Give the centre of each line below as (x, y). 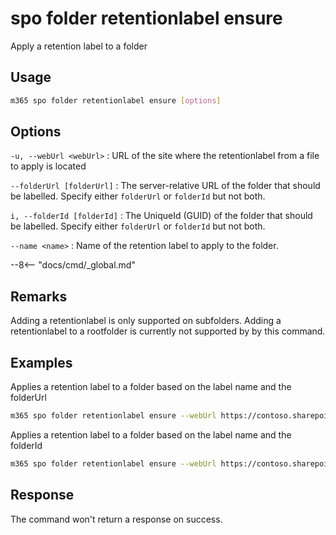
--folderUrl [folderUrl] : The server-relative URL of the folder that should (165, 186)
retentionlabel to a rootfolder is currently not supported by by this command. (168, 331)
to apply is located (48, 166)
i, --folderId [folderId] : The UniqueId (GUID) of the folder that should (161, 216)
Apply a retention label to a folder (79, 46)
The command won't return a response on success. (116, 519)
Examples (41, 362)
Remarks (39, 296)
